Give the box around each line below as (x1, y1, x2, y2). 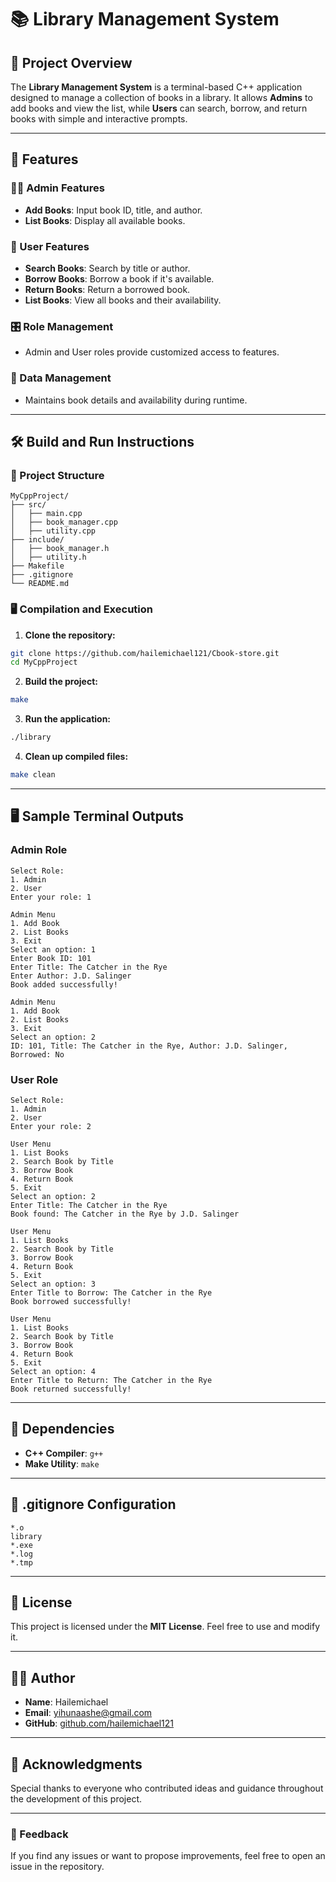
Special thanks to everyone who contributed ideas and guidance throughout (10, 1782, 324, 1794)
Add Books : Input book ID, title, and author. (24, 204, 203, 216)
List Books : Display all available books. (24, 214, 186, 226)
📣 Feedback (10, 1827, 69, 1841)
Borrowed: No (10, 1049, 65, 1060)
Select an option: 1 (10, 944, 97, 955)
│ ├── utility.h (10, 552, 87, 563)
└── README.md (10, 579, 70, 589)
